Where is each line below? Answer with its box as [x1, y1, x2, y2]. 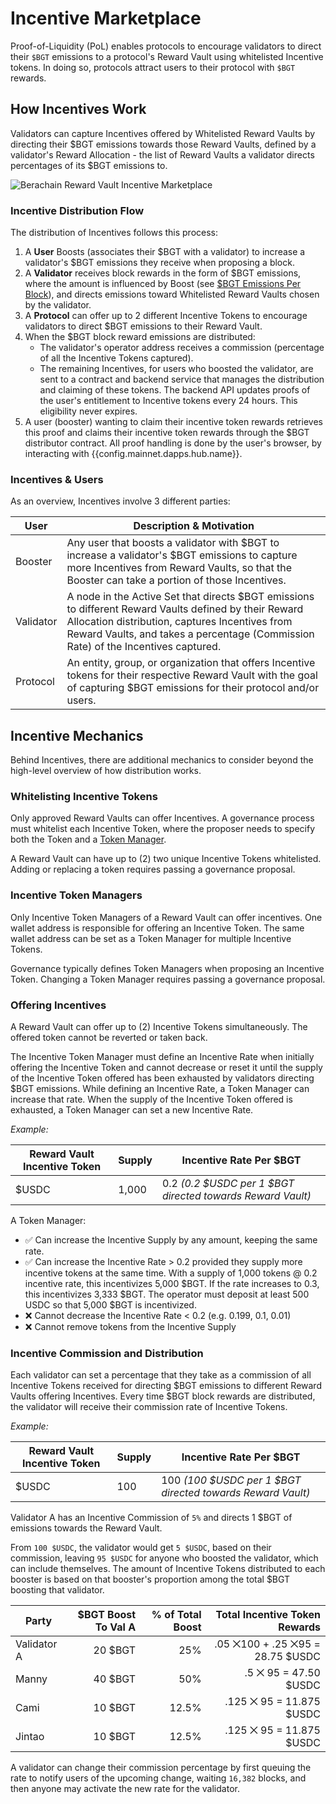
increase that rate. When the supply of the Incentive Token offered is [10, 1093, 293, 1106]
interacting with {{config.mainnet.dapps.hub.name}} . [24, 448, 243, 460]
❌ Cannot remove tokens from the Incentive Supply [24, 1321, 237, 1333]
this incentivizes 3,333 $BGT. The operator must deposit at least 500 [24, 1288, 310, 1301]
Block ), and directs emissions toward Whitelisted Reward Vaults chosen [24, 288, 320, 301]
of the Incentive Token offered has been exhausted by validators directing [10, 1072, 315, 1084]
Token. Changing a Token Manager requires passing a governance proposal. [10, 973, 326, 985]
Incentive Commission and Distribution [10, 1346, 204, 1360]
